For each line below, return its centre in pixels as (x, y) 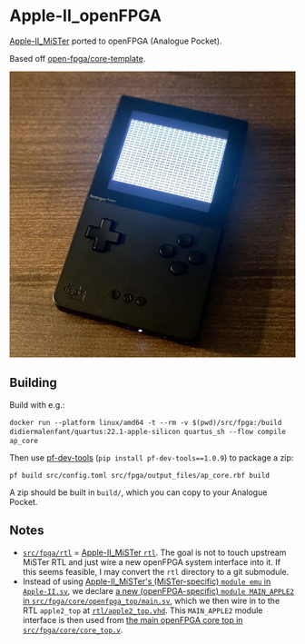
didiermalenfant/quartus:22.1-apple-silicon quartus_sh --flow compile (148, 431)
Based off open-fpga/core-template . (78, 58)
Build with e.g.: (37, 404)
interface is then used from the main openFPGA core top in (133, 619)
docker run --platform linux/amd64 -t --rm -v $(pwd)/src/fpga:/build (146, 422)
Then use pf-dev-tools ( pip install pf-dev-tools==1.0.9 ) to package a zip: (152, 457)
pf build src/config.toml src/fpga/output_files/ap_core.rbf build (140, 475)
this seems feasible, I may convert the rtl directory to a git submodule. (156, 571)
